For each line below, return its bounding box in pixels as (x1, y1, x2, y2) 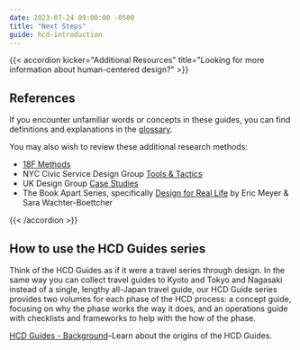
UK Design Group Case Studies (22, 178, 140, 189)
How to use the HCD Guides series (9, 241, 206, 256)
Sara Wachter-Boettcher (22, 198, 114, 208)
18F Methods (22, 159, 71, 170)
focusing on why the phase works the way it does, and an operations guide (9, 303, 288, 314)
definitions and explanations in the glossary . (9, 124, 173, 135)
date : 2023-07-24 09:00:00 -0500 (9, 13, 135, 23)
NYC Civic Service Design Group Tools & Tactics (22, 169, 203, 180)
